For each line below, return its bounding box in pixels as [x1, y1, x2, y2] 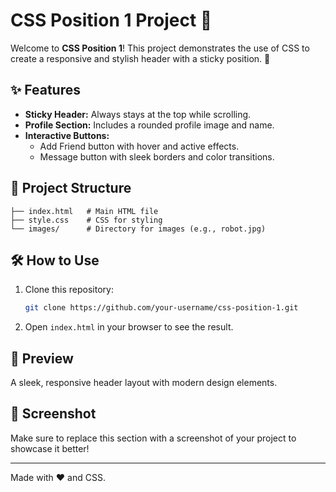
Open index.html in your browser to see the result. [24, 321, 234, 333]
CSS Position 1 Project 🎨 [10, 9, 213, 32]
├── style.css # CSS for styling [10, 215, 163, 225]
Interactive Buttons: [24, 129, 110, 141]
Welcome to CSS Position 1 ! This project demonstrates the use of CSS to [10, 42, 310, 54]
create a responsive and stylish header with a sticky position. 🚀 [10, 52, 271, 64]
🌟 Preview [10, 350, 74, 367]
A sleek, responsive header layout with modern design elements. [10, 377, 278, 389]
